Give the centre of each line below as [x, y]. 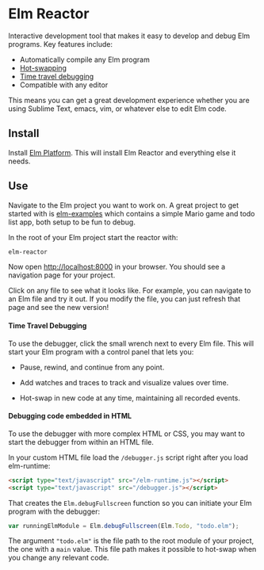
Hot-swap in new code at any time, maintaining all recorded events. [130, 398]
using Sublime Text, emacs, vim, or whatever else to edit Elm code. [118, 109]
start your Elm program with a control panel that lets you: [101, 352]
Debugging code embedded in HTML [70, 416]
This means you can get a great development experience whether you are [129, 100]
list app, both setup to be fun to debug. [72, 222]
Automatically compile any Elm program [85, 59]
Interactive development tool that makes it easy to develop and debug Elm [129, 36]
